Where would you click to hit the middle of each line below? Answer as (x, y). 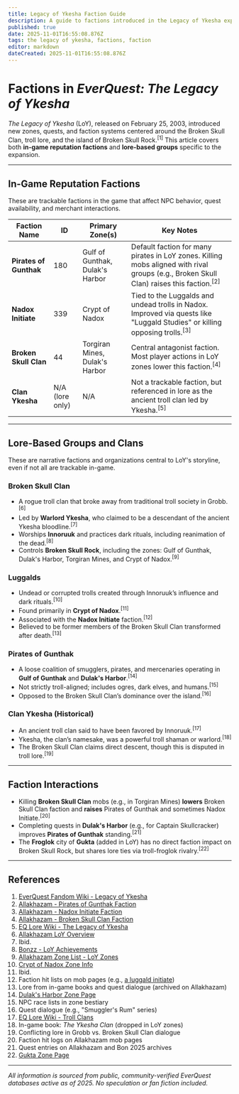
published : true (32, 27)
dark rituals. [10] (40, 601)
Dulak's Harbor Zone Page (57, 995)
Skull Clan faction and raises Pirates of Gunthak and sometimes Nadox (122, 809)
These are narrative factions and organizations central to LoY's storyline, (114, 460)
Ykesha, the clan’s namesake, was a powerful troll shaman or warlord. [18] (125, 738)
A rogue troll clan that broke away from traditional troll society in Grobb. (123, 502)
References (34, 879)
